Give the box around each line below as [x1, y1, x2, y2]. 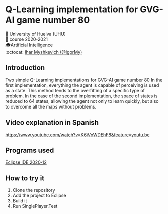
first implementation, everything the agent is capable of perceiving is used [5, 82, 159, 88]
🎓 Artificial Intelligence [5, 42, 53, 48]
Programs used [5, 146, 54, 154]
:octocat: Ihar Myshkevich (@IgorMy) [5, 49, 82, 55]
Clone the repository [12, 187, 55, 193]
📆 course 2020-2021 [5, 36, 48, 42]
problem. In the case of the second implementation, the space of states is [5, 93, 158, 99]
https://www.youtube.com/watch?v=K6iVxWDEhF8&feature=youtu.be [5, 132, 150, 138]
